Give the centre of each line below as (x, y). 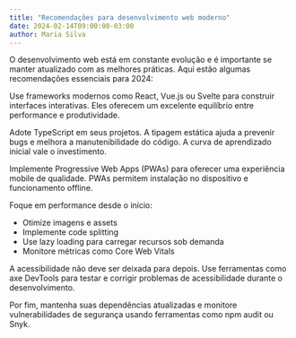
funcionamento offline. (51, 188)
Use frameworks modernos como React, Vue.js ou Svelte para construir (142, 96)
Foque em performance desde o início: (81, 205)
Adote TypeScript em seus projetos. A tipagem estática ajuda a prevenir (142, 133)
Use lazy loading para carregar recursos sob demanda (123, 242)
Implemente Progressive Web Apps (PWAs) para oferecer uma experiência (147, 169)
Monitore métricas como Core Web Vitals (98, 251)
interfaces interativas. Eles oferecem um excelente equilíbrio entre (131, 106)
